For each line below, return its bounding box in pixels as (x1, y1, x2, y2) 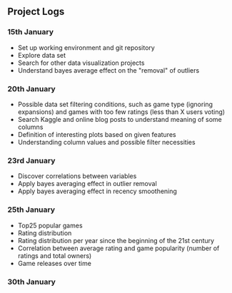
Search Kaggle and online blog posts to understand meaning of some (17, 115, 223, 123)
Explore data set (17, 51, 66, 59)
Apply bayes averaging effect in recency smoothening (17, 187, 177, 195)
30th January (7, 277, 56, 287)
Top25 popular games (17, 221, 84, 230)
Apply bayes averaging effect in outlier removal (17, 180, 157, 188)
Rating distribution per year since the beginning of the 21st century (17, 236, 215, 245)
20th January (7, 83, 56, 93)
